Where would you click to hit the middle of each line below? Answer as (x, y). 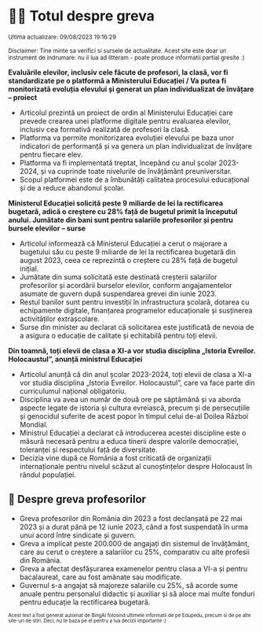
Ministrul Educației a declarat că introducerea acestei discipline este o (133, 433)
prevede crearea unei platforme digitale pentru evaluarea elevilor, (125, 120)
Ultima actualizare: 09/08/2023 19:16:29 (62, 37)
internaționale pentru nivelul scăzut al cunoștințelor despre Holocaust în (136, 466)
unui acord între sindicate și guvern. (77, 535)
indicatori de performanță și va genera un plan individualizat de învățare (136, 146)
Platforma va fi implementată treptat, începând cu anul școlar (118, 163)
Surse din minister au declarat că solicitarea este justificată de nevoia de (137, 327)
